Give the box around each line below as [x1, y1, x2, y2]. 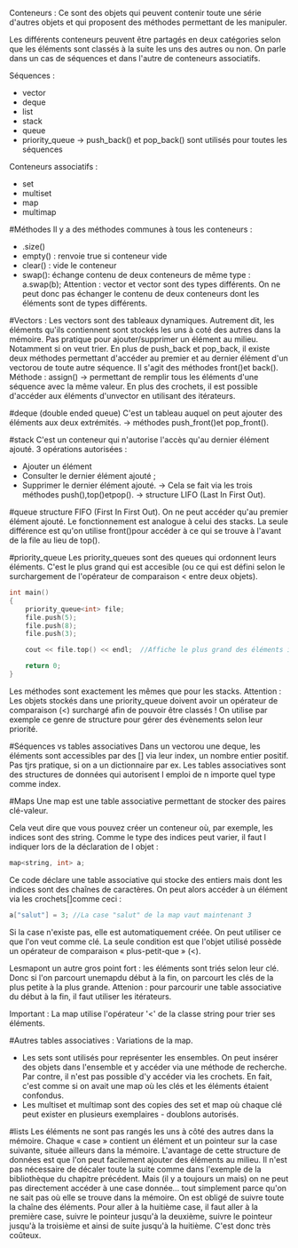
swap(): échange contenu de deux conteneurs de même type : [21, 270, 251, 280]
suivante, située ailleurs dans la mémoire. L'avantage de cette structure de [9, 1145, 281, 1156]
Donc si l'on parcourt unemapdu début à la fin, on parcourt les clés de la [9, 972, 274, 982]
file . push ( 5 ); [25, 613, 77, 622]
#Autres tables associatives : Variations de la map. [9, 1035, 193, 1045]
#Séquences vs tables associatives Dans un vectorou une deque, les [9, 741, 261, 751]
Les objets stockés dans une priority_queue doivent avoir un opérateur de [9, 695, 278, 705]
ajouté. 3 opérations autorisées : [9, 444, 128, 454]
